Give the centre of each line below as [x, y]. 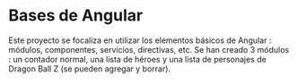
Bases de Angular [76, 16]
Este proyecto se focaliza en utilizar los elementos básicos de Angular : [140, 40]
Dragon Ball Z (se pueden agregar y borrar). [90, 69]
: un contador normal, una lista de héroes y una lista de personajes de [137, 59]
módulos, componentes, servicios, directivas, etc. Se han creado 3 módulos [149, 49]
